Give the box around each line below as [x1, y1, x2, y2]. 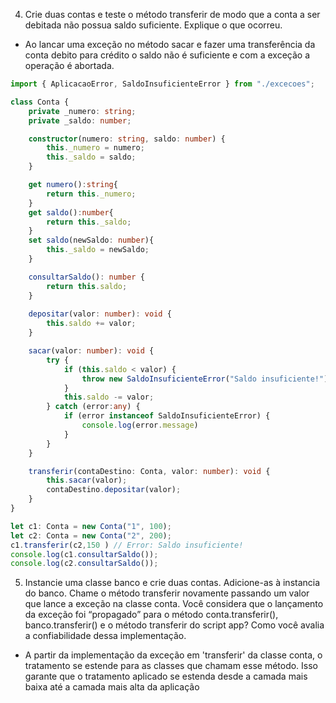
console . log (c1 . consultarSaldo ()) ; [10, 549, 159, 559]
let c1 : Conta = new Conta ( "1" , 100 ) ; [10, 521, 172, 531]
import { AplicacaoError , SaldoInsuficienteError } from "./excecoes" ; [10, 79, 315, 89]
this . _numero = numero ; [46, 143, 145, 153]
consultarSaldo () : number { [28, 272, 145, 282]
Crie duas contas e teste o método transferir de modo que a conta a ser [24, 9, 321, 20]
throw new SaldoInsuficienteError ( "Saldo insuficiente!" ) [81, 374, 329, 384]
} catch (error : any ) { [46, 402, 141, 412]
